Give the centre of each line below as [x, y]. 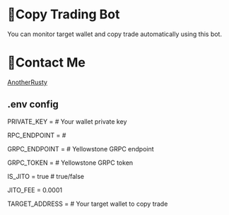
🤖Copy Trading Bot [64, 14]
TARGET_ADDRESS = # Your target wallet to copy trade [88, 204]
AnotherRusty [28, 82]
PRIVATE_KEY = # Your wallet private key [67, 121]
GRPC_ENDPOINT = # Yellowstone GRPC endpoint [81, 149]
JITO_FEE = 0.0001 [35, 190]
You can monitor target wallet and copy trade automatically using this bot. [115, 34]
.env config [33, 104]
